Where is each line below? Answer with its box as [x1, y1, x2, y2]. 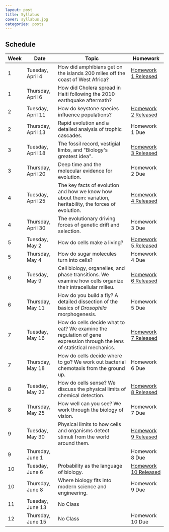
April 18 [27, 149, 46, 157]
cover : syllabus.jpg [5, 17, 49, 22]
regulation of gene [57, 332, 102, 339]
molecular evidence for [57, 167, 113, 174]
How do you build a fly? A [57, 292, 118, 299]
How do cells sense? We [57, 379, 116, 387]
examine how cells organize [57, 277, 124, 284]
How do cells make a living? [57, 239, 124, 246]
